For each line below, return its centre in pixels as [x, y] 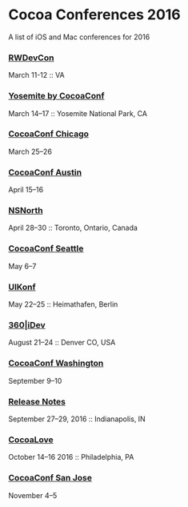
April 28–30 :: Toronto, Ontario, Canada [73, 228]
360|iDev [27, 324]
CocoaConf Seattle [46, 248]
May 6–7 [22, 266]
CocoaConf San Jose [50, 478]
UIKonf [22, 287]
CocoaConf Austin [45, 172]
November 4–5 [33, 495]
